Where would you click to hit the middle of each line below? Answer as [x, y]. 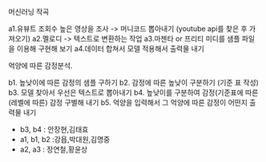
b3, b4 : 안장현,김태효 [54, 129]
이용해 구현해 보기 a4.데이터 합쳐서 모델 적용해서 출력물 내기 [110, 49]
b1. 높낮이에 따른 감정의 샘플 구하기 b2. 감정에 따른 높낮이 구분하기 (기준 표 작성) [133, 83]
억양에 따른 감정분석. [40, 65]
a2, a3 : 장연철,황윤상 [54, 149]
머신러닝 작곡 [29, 12]
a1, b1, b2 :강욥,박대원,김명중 [65, 139]
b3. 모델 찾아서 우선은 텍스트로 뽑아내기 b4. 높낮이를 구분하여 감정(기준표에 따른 [133, 93]
